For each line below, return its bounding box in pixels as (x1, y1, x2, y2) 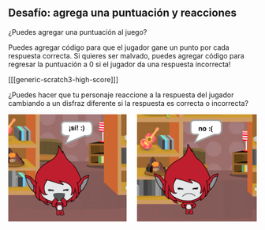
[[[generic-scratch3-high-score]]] (8, 74, 119, 84)
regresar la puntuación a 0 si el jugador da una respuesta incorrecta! (8, 59, 231, 69)
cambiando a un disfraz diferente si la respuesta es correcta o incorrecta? (8, 98, 248, 107)
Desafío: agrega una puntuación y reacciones (8, 6, 237, 20)
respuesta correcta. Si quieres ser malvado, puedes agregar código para (8, 51, 244, 60)
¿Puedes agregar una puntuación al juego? (8, 27, 147, 36)
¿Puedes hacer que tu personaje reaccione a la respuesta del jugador (8, 90, 234, 100)
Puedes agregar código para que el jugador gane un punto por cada (8, 43, 230, 52)
